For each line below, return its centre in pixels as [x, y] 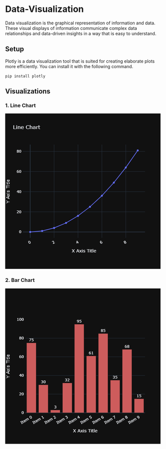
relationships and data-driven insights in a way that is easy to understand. [81, 33]
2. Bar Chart [20, 280]
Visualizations [28, 91]
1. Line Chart [21, 105]
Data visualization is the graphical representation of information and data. [80, 23]
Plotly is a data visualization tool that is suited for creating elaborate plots [80, 61]
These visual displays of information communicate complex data [71, 28]
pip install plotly [25, 76]
